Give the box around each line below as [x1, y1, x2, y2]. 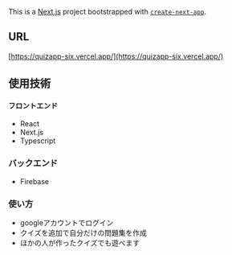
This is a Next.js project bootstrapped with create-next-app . [8, 7, 207, 16]
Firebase [19, 176, 50, 186]
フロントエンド [8, 101, 58, 110]
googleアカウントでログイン [19, 218, 114, 228]
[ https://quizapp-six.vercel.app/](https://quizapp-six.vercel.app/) [8, 51, 224, 61]
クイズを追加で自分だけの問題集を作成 [19, 228, 147, 237]
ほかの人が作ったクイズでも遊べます [19, 238, 140, 248]
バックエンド [8, 158, 59, 169]
